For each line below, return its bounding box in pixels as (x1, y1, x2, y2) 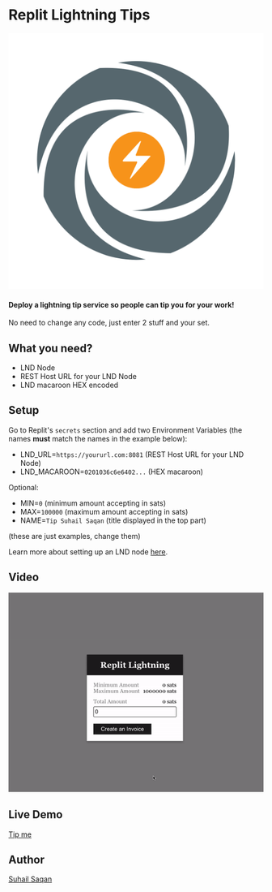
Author (8, 852, 45, 866)
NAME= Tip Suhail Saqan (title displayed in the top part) (19, 515, 206, 525)
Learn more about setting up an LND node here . (8, 546, 168, 557)
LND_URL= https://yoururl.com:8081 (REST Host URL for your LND (19, 449, 244, 459)
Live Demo (8, 808, 63, 821)
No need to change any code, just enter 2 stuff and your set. (8, 318, 210, 328)
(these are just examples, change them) (8, 531, 141, 541)
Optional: (8, 482, 39, 492)
